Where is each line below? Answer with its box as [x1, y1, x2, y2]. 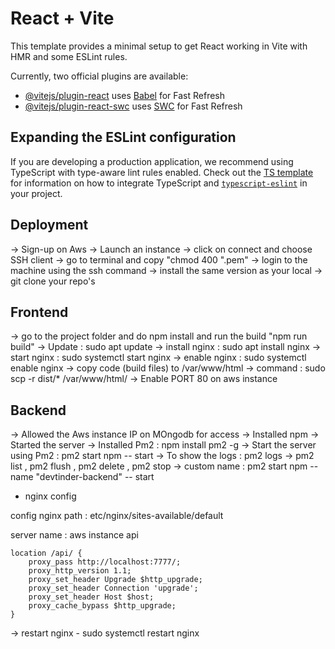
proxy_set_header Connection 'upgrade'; [28, 583, 199, 594]
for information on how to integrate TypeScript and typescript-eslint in [10, 177, 308, 189]
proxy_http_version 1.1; [28, 566, 132, 576]
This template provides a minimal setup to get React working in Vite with [10, 40, 308, 52]
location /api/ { [10, 548, 83, 559]
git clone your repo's [10, 275, 96, 287]
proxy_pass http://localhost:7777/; [28, 557, 182, 567]
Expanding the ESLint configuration [10, 129, 237, 146]
